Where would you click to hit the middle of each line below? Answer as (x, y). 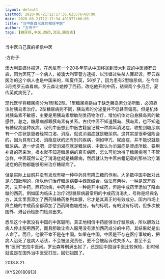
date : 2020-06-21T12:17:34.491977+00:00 (47, 19)
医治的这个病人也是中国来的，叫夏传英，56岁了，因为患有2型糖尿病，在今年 (82, 80)
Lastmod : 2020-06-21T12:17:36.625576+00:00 (50, 14)
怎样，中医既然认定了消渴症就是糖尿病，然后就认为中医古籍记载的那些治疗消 (82, 158)
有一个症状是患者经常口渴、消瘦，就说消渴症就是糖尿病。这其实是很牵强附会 (82, 134)
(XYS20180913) (21, 272)
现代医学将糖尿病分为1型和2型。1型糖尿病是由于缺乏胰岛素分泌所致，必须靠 (81, 103)
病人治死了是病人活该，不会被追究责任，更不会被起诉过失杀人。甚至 (74, 240)
